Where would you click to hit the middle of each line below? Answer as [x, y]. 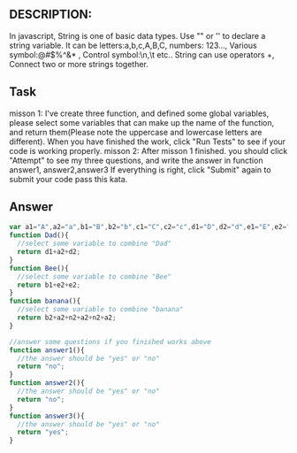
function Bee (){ [39, 268]
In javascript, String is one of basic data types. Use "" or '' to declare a [137, 35]
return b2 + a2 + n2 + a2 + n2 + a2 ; [67, 318]
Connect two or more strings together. [79, 64]
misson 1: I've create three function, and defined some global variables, [139, 113]
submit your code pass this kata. [69, 179]
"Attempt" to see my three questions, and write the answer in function [136, 160]
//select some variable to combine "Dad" [95, 244]
